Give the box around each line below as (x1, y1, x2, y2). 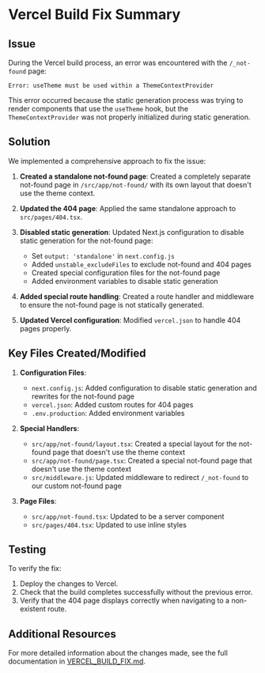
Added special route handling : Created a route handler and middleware (19, 291, 255, 301)
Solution (8, 135, 51, 149)
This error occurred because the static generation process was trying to (8, 96, 244, 104)
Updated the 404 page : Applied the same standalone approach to (19, 203, 236, 213)
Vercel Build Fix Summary (8, 6, 181, 24)
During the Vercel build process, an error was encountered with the (8, 58, 228, 67)
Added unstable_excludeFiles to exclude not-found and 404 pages (31, 259, 252, 269)
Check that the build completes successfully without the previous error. (19, 588, 253, 597)
